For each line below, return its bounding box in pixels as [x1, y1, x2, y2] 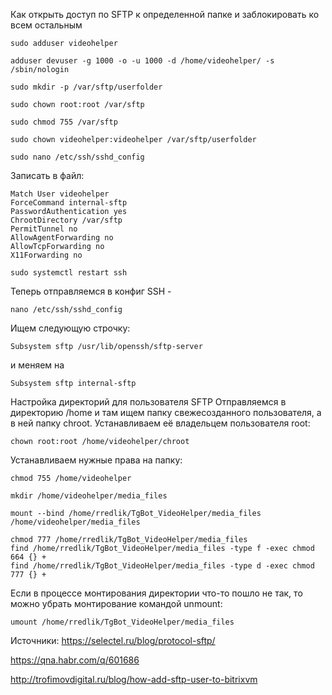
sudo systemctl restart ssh [10, 268, 128, 278]
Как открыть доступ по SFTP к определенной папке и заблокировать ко [10, 9, 320, 20]
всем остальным [10, 19, 83, 31]
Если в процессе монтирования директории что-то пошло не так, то [10, 587, 303, 599]
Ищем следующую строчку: [10, 322, 131, 334]
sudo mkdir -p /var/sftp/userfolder [10, 82, 163, 92]
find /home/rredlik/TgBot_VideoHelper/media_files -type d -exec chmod [10, 561, 315, 571]
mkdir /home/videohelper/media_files [10, 491, 168, 501]
